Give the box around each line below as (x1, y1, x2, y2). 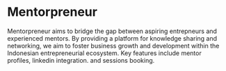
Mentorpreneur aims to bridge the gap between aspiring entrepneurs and (7, 27, 218, 35)
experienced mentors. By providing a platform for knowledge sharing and (7, 34, 218, 42)
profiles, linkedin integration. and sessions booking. (7, 56, 155, 64)
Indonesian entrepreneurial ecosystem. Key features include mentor (7, 49, 202, 57)
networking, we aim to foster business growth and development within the (7, 41, 220, 50)
